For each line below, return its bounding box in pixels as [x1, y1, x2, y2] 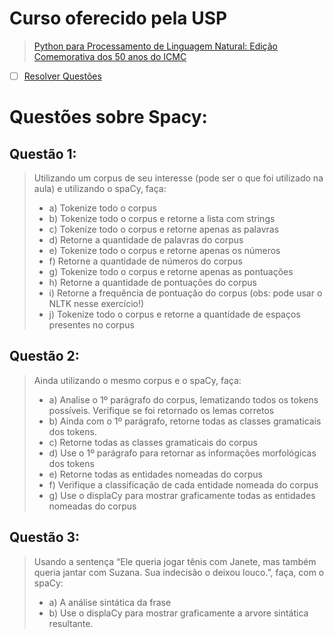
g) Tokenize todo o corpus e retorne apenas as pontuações [48, 266, 294, 277]
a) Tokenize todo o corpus [48, 202, 157, 214]
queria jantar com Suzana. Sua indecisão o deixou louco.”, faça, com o [33, 566, 325, 578]
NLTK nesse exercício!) [48, 298, 145, 309]
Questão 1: [9, 145, 77, 162]
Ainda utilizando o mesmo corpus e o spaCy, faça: [33, 374, 242, 386]
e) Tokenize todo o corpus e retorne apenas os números [48, 245, 281, 256]
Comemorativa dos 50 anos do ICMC [33, 50, 187, 62]
